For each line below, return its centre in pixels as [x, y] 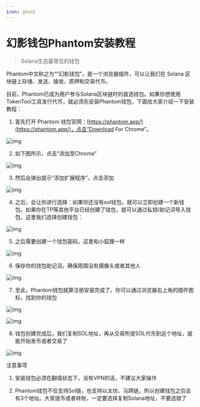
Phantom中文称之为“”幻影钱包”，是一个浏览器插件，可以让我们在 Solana [95, 74]
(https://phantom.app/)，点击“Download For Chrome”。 [83, 129]
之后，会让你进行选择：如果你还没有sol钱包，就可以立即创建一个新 [97, 202]
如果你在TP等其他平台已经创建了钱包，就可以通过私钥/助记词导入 [106, 209]
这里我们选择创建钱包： [54, 217]
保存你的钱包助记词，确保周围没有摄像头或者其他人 [78, 265]
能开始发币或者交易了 [41, 341]
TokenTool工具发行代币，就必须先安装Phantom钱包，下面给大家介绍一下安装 [100, 101]
